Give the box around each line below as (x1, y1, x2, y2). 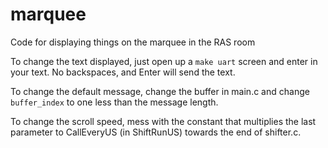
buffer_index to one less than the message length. (10, 96, 219, 108)
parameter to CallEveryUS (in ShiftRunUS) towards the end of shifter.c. (10, 126, 302, 138)
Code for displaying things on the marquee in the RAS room (10, 36, 256, 48)
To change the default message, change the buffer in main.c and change (10, 85, 310, 97)
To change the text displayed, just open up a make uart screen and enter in (10, 55, 318, 67)
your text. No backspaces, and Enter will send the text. (10, 66, 236, 78)
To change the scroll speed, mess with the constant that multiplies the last (10, 115, 317, 127)
